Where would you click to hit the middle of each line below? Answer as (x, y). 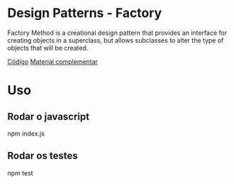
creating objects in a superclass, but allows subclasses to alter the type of (116, 40)
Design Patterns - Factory (85, 13)
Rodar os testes (43, 156)
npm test (20, 173)
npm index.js (26, 134)
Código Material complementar (52, 61)
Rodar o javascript (49, 116)
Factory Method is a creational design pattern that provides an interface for (117, 33)
